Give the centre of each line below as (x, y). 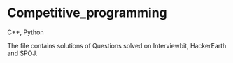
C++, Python (26, 32)
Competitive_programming (87, 13)
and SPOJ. (22, 53)
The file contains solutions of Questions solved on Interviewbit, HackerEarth (117, 45)
